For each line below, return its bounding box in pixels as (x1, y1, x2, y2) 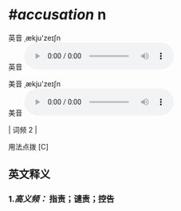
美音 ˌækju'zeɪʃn (8, 78, 61, 89)
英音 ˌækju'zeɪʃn (8, 33, 61, 42)
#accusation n (8, 6, 107, 24)
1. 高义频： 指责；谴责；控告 (8, 193, 115, 205)
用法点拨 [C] (8, 141, 49, 151)
